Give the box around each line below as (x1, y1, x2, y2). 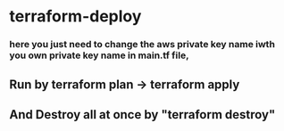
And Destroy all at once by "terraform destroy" (9, 107, 276, 122)
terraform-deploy (9, 6, 142, 27)
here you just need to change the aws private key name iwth (9, 38, 275, 51)
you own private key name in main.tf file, (9, 49, 189, 61)
